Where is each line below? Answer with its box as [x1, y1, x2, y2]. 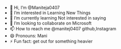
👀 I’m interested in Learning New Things [9, 10, 91, 16]
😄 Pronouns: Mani [9, 33, 48, 39]
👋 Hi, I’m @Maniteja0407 [9, 5, 60, 10]
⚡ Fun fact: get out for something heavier [9, 38, 93, 44]
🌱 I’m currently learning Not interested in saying [9, 15, 106, 21]
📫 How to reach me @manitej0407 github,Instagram [9, 26, 117, 31]
